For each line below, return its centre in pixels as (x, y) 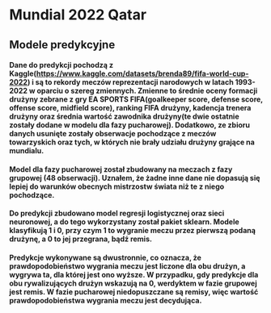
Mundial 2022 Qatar (78, 15)
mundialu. (27, 151)
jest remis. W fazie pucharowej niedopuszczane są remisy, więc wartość (134, 291)
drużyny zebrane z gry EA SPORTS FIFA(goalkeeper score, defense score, (136, 99)
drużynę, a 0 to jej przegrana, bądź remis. (81, 239)
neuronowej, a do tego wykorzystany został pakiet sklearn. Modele (124, 222)
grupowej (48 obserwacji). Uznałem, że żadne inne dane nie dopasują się (135, 177)
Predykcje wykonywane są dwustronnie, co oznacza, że (105, 257)
